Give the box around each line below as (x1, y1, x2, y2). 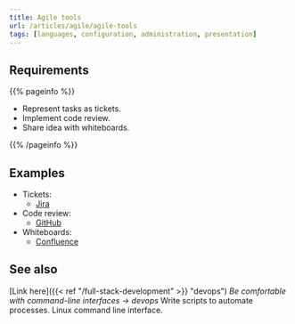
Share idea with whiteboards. (21, 122, 130, 134)
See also (9, 262, 58, 277)
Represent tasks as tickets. (21, 103, 122, 114)
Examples (9, 166, 65, 181)
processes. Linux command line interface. (9, 304, 163, 315)
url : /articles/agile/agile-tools (9, 21, 138, 30)
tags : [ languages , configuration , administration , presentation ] (9, 29, 257, 38)
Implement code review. (21, 113, 111, 124)
